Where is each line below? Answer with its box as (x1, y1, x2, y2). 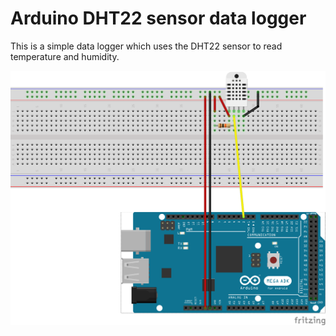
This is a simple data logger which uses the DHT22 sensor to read (10, 40, 283, 52)
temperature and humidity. (10, 50, 120, 62)
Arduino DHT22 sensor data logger (10, 7, 307, 30)
